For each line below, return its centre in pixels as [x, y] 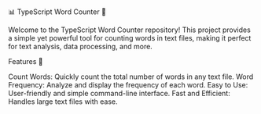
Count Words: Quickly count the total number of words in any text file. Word [131, 77]
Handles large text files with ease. [63, 102]
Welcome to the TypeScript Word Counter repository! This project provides [130, 30]
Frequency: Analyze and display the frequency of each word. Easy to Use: [128, 85]
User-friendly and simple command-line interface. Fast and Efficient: [119, 93]
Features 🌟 [26, 61]
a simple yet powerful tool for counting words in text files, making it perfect [130, 38]
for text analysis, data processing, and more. [81, 46]
